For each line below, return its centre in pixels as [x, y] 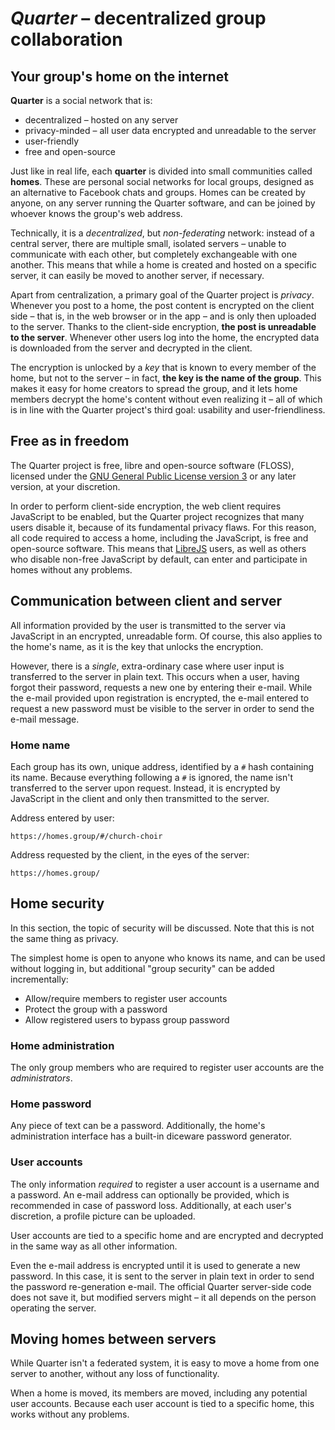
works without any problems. [70, 1414]
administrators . [41, 1078]
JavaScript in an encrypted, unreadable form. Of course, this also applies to [166, 636]
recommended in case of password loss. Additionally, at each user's [151, 1205]
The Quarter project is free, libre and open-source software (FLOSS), [152, 465]
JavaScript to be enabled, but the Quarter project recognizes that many [157, 516]
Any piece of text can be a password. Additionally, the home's [138, 1126]
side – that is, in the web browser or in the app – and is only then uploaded [163, 316]
